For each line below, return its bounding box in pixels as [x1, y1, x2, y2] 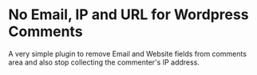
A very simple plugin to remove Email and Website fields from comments [8, 49, 247, 58]
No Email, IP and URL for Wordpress [8, 6, 249, 24]
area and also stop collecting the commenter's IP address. [8, 57, 200, 67]
